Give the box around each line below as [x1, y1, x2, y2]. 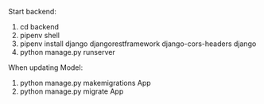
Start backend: [8, 7, 57, 16]
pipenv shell [19, 31, 60, 40]
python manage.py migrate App [19, 87, 124, 96]
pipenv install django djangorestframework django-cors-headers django [19, 39, 257, 48]
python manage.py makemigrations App [19, 79, 151, 87]
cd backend [19, 22, 60, 31]
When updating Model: [8, 63, 83, 72]
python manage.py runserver [19, 48, 115, 56]
